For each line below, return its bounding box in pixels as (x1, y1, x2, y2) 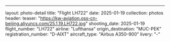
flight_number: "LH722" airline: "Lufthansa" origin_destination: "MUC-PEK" (5, 26, 162, 31)
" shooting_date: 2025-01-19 (85, 20, 145, 26)
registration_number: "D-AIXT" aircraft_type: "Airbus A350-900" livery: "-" (5, 31, 160, 37)
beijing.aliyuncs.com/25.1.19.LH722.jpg (5, 20, 86, 26)
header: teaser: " (5, 15, 40, 21)
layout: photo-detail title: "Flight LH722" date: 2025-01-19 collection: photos (5, 10, 163, 15)
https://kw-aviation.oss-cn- (40, 15, 98, 21)
